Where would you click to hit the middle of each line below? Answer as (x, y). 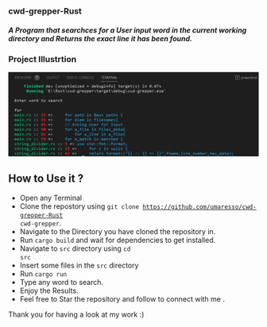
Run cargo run (43, 273)
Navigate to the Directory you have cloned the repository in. (118, 231)
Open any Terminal (50, 198)
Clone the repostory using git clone (79, 206)
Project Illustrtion (43, 59)
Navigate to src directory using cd (75, 248)
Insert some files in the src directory (79, 265)
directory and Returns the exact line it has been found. (101, 38)
